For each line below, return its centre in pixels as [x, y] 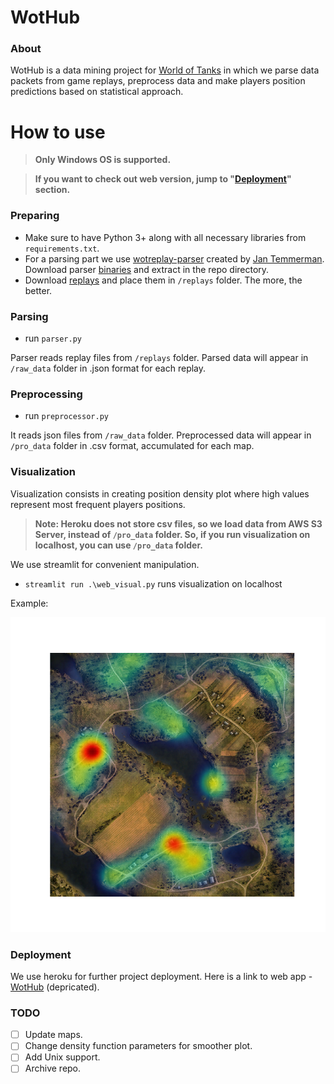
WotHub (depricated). [55, 987]
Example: [29, 603]
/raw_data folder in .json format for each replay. [108, 368]
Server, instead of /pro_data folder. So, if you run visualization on [172, 534]
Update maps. [53, 1035]
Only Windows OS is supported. [103, 160]
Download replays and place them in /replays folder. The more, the [163, 280]
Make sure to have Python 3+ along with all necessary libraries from [165, 237]
